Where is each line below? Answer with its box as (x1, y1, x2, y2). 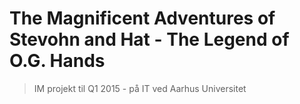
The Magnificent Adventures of (9, 7, 276, 30)
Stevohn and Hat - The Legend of (9, 28, 290, 51)
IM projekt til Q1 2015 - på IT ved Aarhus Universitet (33, 82, 247, 94)
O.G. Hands (9, 50, 106, 72)
